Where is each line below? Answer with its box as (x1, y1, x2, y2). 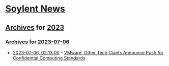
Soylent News (5, 3, 65, 15)
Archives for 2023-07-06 (5, 38, 70, 45)
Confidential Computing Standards (12, 55, 86, 61)
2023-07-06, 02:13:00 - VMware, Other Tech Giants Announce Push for (12, 49, 164, 55)
